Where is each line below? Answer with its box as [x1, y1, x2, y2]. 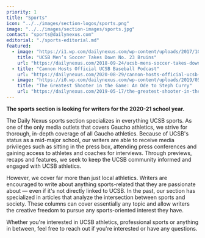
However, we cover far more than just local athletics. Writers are [6, 174, 168, 181]
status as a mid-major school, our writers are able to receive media [6, 136, 175, 143]
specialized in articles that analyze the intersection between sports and [6, 193, 185, 201]
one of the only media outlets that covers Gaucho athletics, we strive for [6, 123, 188, 131]
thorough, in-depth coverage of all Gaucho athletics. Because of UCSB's [6, 129, 189, 137]
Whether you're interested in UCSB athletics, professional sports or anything [6, 218, 199, 226]
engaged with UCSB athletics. [6, 162, 82, 170]
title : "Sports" [6, 15, 48, 21]
